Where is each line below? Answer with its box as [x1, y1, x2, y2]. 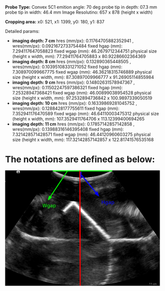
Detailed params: [5, 28, 40, 34]
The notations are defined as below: [5, 154, 155, 165]
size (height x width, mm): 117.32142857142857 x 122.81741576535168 [12, 137, 154, 143]
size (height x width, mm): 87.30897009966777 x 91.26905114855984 [12, 74, 154, 80]
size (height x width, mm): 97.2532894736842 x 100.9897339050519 [12, 95, 152, 101]
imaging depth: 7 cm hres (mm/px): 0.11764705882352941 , [12, 38, 134, 44]
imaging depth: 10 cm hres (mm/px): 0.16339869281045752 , [12, 100, 137, 106]
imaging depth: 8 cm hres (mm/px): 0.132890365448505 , [12, 59, 131, 64]
